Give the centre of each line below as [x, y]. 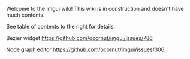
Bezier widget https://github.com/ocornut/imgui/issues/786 [79, 38]
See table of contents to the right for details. [61, 27]
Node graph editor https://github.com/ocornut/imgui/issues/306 [85, 49]
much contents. [25, 15]
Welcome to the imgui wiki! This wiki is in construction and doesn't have [95, 9]
